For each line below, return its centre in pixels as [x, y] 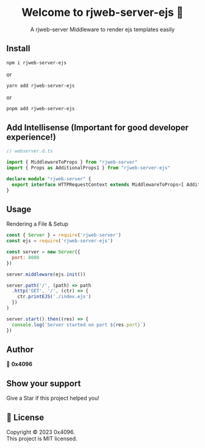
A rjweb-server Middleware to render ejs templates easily [103, 29]
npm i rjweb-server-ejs [37, 63]
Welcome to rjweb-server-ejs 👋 [103, 13]
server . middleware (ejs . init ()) [46, 274]
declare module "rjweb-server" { [49, 179]
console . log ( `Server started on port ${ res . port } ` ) [79, 325]
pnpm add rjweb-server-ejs [41, 108]
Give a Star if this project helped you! [53, 398]
